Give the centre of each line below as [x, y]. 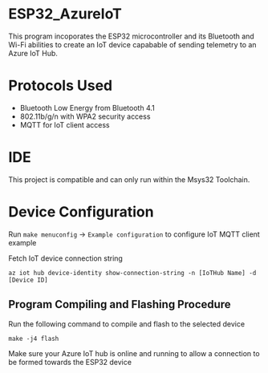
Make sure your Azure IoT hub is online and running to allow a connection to [134, 353]
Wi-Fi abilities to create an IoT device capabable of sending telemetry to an [132, 44]
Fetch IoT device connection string [65, 258]
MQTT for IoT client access [65, 124]
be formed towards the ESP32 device [70, 362]
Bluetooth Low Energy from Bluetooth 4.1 [87, 107]
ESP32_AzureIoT [65, 14]
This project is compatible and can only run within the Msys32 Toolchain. [129, 179]
